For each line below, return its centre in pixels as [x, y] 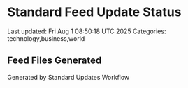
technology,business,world [46, 38]
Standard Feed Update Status [94, 12]
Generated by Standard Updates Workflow [68, 77]
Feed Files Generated [55, 61]
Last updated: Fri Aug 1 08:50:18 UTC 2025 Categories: [87, 31]
